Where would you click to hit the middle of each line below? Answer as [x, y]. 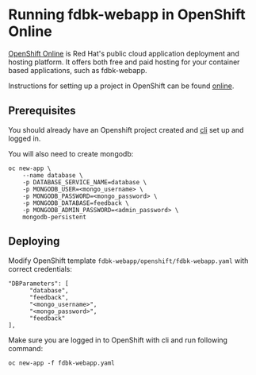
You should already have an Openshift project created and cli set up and [126, 130]
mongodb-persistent [55, 217]
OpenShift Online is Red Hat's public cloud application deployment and [124, 53]
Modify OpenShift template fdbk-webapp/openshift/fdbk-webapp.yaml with [128, 261]
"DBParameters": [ [38, 284]
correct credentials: [40, 269]
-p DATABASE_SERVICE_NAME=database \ [85, 182]
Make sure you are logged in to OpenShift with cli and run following [118, 340]
